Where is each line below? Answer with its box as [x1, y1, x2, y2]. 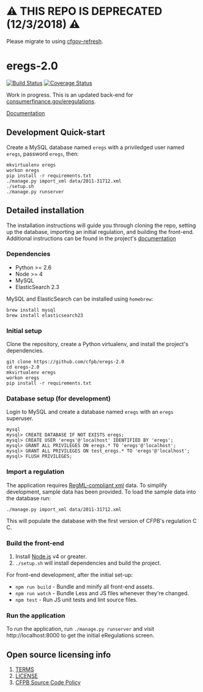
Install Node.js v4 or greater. [15, 552, 87, 560]
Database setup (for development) [6, 394, 111, 403]
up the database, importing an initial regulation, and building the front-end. [6, 228, 194, 235]
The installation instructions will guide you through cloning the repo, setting [6, 222, 196, 229]
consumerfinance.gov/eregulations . [6, 97, 96, 105]
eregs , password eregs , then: [6, 150, 79, 157]
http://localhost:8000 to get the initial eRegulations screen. [6, 632, 155, 639]
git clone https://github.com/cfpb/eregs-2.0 [6, 359, 124, 365]
